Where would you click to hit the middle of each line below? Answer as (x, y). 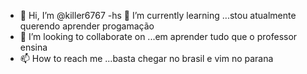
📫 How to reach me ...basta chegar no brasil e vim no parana (146, 58)
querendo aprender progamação (87, 26)
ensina (33, 47)
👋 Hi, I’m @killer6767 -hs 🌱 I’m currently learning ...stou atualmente (158, 15)
